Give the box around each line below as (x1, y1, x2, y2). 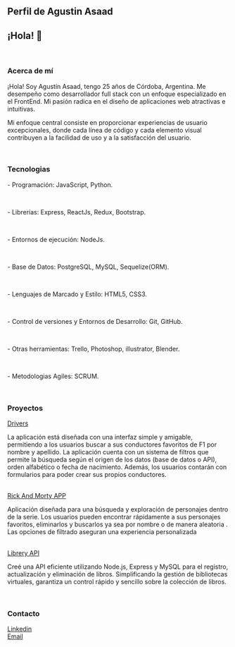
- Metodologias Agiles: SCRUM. (7, 372, 99, 380)
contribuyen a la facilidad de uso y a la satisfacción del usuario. (7, 133, 191, 142)
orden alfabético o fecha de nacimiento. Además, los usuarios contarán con (7, 463, 227, 471)
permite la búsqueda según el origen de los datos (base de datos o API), (7, 455, 217, 464)
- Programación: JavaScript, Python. (7, 180, 113, 189)
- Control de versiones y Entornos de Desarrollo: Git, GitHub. (7, 317, 183, 325)
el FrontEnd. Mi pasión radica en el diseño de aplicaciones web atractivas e (7, 97, 226, 105)
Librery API (7, 549, 40, 557)
